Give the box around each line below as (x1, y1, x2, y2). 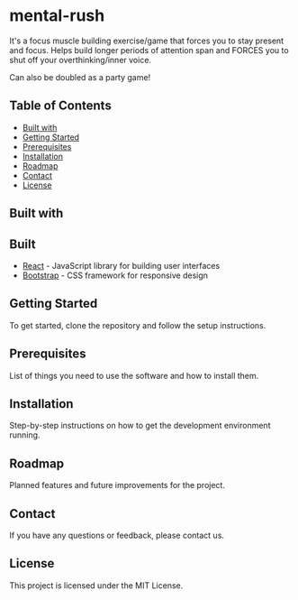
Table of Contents (9, 98, 113, 114)
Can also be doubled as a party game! (9, 71, 151, 82)
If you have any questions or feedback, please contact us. (9, 530, 225, 541)
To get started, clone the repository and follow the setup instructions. (9, 319, 266, 330)
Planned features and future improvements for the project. (9, 480, 225, 491)
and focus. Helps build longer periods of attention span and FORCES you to (9, 44, 290, 55)
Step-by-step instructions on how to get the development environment (9, 420, 271, 431)
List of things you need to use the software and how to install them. (9, 370, 259, 381)
